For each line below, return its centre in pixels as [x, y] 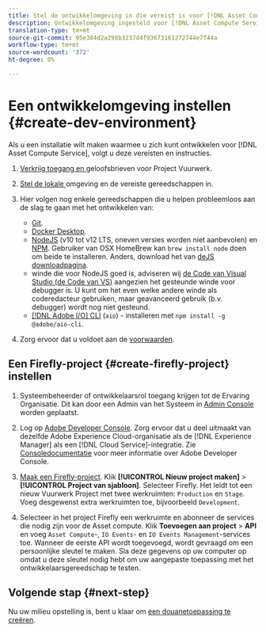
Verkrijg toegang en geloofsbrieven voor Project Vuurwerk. [116, 168]
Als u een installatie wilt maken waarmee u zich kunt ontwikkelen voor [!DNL [133, 144]
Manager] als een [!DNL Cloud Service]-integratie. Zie [108, 444]
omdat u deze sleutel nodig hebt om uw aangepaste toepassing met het [137, 559]
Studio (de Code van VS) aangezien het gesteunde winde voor [133, 281]
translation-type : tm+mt [49, 30]
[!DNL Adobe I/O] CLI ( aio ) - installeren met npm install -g [128, 315]
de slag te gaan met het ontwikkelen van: [87, 207]
